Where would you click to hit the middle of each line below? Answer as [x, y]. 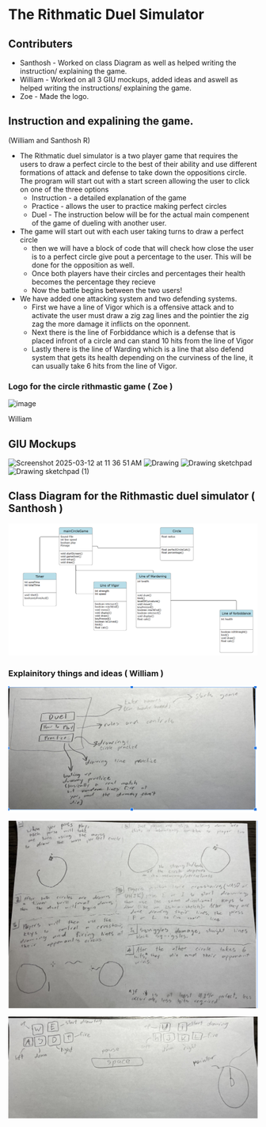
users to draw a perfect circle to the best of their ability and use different [138, 164]
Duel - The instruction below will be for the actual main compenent [140, 214]
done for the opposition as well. [83, 265]
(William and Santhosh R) [49, 140]
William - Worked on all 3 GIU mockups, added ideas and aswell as [129, 80]
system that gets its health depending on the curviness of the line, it [142, 357]
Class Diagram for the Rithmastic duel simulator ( [132, 496]
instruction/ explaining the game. [73, 71]
